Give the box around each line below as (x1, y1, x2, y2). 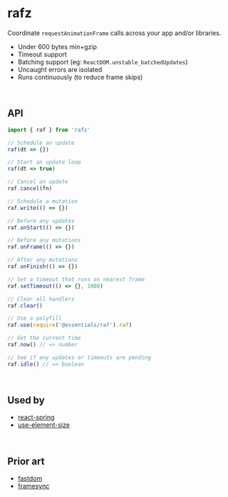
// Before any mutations (7, 237, 81, 244)
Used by (7, 394, 45, 406)
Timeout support (17, 50, 68, 59)
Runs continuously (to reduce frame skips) (17, 73, 143, 81)
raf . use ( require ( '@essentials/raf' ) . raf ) (7, 321, 133, 329)
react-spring (17, 413, 55, 422)
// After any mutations (7, 256, 78, 263)
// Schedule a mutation (7, 198, 78, 205)
